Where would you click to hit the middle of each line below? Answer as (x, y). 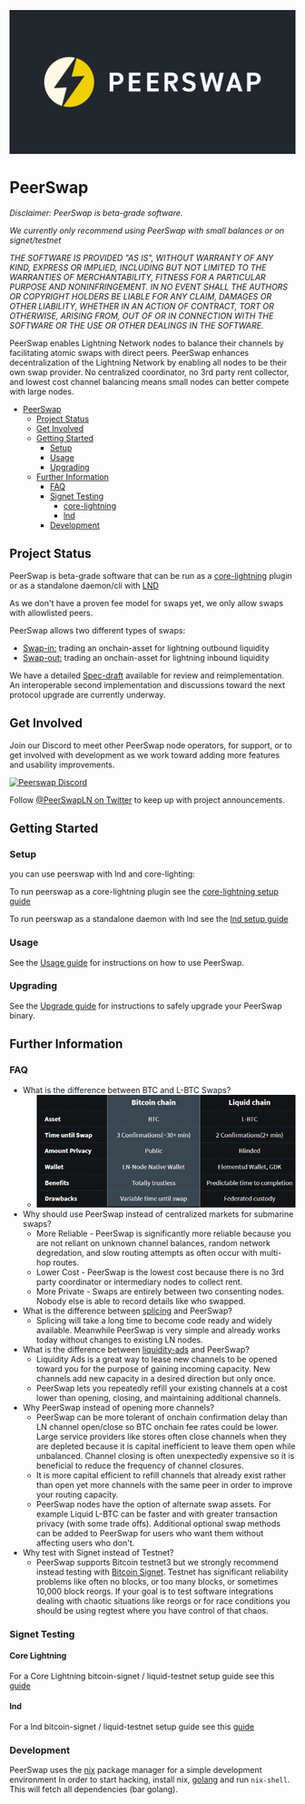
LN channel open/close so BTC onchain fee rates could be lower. (157, 1426)
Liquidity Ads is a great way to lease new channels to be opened (157, 1359)
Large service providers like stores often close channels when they (162, 1436)
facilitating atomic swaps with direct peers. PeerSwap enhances (129, 352)
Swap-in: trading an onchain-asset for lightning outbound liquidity (146, 648)
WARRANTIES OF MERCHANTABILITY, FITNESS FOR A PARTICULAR (138, 277)
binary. (22, 1015)
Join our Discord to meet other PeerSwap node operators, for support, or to (151, 745)
